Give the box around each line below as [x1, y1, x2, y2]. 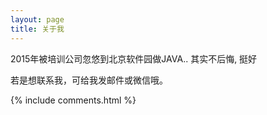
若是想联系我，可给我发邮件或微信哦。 [10, 74, 168, 86]
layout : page [10, 14, 65, 25]
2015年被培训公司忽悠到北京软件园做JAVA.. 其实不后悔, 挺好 [10, 52, 258, 65]
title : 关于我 [10, 24, 65, 34]
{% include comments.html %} [10, 94, 137, 106]
